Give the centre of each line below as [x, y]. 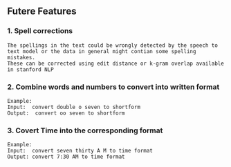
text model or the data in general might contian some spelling [102, 51]
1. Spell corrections [40, 31]
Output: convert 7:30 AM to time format [66, 157]
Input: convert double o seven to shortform [74, 107]
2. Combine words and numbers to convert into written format [113, 87]
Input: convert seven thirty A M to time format [80, 151]
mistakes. [21, 57]
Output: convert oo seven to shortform [66, 113]
